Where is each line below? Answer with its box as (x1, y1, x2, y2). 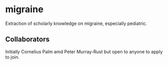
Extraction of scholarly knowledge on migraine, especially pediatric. (5, 20, 147, 26)
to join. (5, 54, 20, 60)
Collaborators (5, 35, 50, 44)
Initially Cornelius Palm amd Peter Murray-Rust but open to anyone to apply (5, 48, 163, 54)
